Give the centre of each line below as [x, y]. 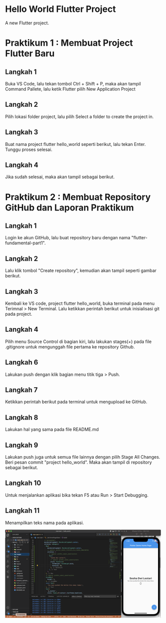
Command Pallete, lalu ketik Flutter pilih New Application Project [70, 89]
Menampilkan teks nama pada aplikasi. [44, 523]
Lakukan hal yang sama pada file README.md [52, 429]
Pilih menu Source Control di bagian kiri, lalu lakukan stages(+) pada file [78, 342]
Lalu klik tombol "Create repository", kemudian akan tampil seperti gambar [81, 271]
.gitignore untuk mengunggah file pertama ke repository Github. [70, 346]
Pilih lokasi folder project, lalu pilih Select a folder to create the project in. [80, 116]
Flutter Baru [30, 54]
